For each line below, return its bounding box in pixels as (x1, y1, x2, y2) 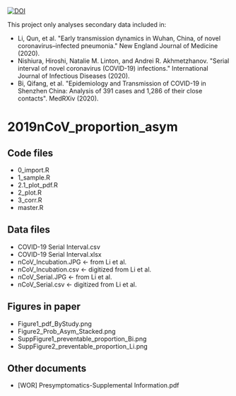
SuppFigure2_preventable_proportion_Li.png (17, 342, 148, 350)
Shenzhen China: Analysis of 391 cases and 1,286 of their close (17, 87, 203, 95)
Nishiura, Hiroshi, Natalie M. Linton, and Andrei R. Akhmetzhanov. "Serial (17, 57, 230, 65)
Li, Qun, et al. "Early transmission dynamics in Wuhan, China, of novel (17, 34, 221, 42)
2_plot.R (17, 188, 42, 197)
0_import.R (17, 166, 49, 174)
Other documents (7, 363, 87, 375)
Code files (7, 147, 54, 159)
